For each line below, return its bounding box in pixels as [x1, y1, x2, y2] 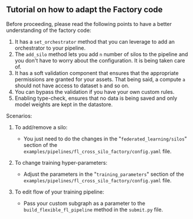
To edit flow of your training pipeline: [14, 188, 104, 195]
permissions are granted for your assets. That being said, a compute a [14, 76, 186, 83]
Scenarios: [6, 112, 32, 119]
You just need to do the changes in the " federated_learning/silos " [23, 135, 187, 142]
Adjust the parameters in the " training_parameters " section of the [23, 171, 184, 178]
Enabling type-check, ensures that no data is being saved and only [14, 94, 178, 102]
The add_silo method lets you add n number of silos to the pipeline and [14, 50, 188, 58]
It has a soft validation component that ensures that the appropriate [14, 69, 179, 76]
